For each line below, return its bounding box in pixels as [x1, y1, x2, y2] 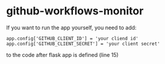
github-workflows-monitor [6, 4, 144, 18]
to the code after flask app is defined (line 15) [6, 51, 119, 58]
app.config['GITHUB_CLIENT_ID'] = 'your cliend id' [6, 35, 139, 41]
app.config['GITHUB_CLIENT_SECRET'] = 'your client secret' [6, 41, 161, 47]
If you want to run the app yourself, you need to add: [6, 24, 137, 31]
